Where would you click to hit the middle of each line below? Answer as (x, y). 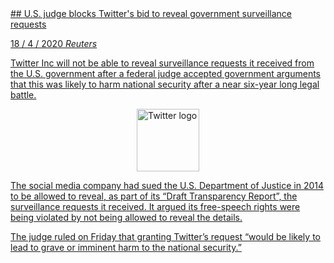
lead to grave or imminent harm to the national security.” (126, 247)
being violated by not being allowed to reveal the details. (126, 217)
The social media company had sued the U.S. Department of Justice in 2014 (167, 185)
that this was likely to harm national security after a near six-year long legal (165, 84)
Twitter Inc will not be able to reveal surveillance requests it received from (162, 63)
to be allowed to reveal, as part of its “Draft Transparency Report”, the (154, 196)
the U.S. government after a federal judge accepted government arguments (166, 73)
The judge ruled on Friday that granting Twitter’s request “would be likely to (165, 236)
